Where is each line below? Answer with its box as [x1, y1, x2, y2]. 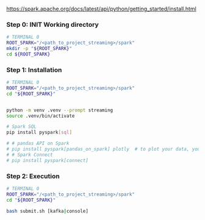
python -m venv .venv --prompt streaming [6, 107, 113, 113]
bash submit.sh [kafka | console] [6, 208, 88, 214]
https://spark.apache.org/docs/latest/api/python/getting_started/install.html [6, 5, 196, 12]
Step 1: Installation [6, 65, 62, 74]
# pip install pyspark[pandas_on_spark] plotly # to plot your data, [6, 146, 190, 152]
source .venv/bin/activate [6, 113, 75, 119]
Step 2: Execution [6, 172, 60, 180]
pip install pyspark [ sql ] [6, 129, 72, 136]
